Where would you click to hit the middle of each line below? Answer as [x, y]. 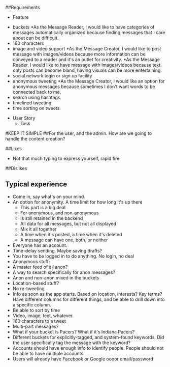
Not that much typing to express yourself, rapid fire [66, 158]
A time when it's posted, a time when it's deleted [71, 234]
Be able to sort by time [36, 310]
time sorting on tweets [36, 108]
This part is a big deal [43, 207]
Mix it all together [38, 229]
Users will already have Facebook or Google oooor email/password [83, 359]
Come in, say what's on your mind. [49, 196]
